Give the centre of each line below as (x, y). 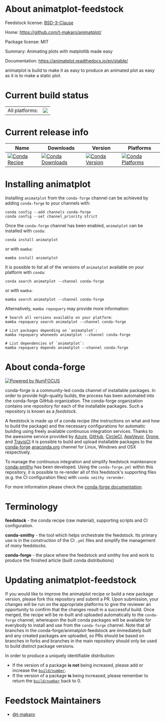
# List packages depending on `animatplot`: (51, 331)
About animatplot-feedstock (64, 9)
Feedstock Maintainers (53, 701)
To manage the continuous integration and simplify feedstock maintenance (81, 461)
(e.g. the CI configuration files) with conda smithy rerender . (65, 477)
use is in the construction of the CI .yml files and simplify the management (80, 540)
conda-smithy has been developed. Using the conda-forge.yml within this (79, 467)
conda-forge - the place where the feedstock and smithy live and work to (80, 555)
